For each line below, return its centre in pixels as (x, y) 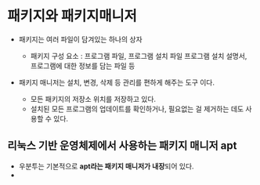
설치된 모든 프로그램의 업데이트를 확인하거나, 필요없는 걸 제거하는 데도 (137, 109)
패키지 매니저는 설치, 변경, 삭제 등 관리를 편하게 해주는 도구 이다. (117, 82)
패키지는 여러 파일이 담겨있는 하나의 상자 (80, 39)
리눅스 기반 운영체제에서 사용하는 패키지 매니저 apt (122, 146)
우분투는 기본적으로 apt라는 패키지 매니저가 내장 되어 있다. (106, 166)
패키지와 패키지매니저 (72, 16)
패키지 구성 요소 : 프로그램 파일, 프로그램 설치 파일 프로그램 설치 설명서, (139, 56)
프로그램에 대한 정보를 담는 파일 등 (83, 65)
